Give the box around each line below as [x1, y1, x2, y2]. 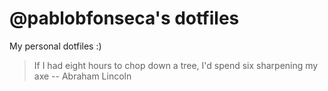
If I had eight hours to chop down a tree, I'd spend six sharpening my [33, 59, 319, 71]
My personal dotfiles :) [9, 40, 102, 52]
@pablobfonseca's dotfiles [9, 7, 240, 30]
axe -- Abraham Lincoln [33, 70, 132, 82]
